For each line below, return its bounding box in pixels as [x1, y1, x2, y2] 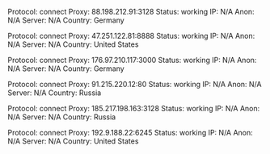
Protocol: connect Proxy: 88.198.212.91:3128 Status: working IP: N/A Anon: [7, 7, 255, 16]
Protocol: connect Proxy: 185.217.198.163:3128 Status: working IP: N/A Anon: [7, 104, 260, 113]
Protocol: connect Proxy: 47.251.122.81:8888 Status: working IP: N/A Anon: [7, 31, 255, 40]
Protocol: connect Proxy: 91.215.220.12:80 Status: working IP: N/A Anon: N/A [7, 80, 262, 89]
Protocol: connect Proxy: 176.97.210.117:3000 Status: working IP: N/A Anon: [7, 56, 257, 65]
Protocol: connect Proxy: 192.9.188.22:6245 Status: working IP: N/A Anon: [7, 128, 254, 137]
